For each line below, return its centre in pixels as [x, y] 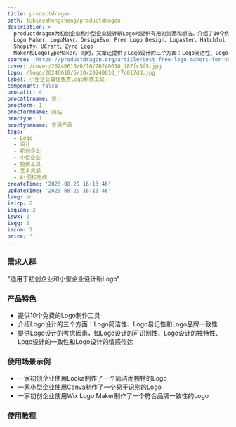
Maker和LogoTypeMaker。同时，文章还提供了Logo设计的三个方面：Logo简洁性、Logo [121, 53]
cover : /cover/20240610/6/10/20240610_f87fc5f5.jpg [84, 66]
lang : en [20, 197]
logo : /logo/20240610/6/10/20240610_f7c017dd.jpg [81, 72]
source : [19, 60]
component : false [33, 86]
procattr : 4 [25, 92]
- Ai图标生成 [31, 177]
